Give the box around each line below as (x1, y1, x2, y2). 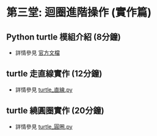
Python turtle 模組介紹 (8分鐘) (6, 32, 121, 42)
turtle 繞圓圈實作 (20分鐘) (6, 106, 104, 116)
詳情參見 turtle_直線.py (15, 86, 73, 93)
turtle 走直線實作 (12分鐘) (6, 68, 103, 79)
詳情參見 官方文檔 (15, 49, 60, 56)
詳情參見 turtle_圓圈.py (15, 123, 73, 130)
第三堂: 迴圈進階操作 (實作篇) (6, 5, 152, 20)
